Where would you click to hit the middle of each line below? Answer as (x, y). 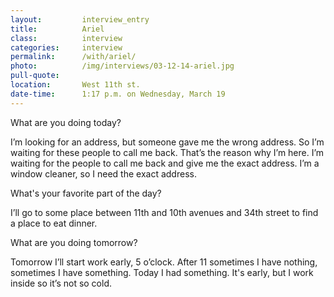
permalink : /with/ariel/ (73, 57)
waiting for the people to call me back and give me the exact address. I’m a (165, 163)
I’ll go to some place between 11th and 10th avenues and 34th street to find (164, 212)
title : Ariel (57, 29)
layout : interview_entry (80, 19)
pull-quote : (35, 76)
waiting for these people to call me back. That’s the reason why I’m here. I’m (167, 152)
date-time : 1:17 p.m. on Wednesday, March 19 (118, 94)
